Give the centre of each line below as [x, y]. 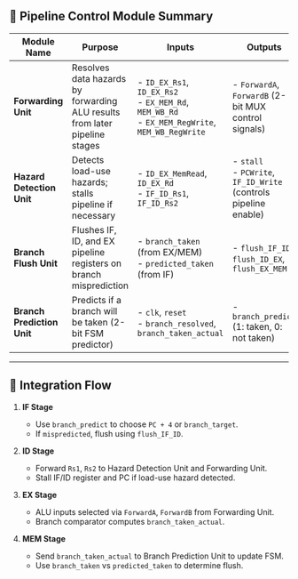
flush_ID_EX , [259, 259]
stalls [82, 193]
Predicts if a [96, 300]
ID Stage [38, 451]
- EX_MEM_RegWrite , [176, 122]
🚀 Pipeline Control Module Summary [111, 16]
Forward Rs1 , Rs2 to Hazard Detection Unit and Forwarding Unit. [151, 468]
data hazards [99, 78]
